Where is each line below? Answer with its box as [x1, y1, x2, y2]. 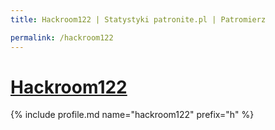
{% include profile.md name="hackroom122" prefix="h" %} [10, 109, 255, 121]
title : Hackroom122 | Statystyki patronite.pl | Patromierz [10, 14, 267, 25]
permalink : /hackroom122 [10, 32, 114, 43]
